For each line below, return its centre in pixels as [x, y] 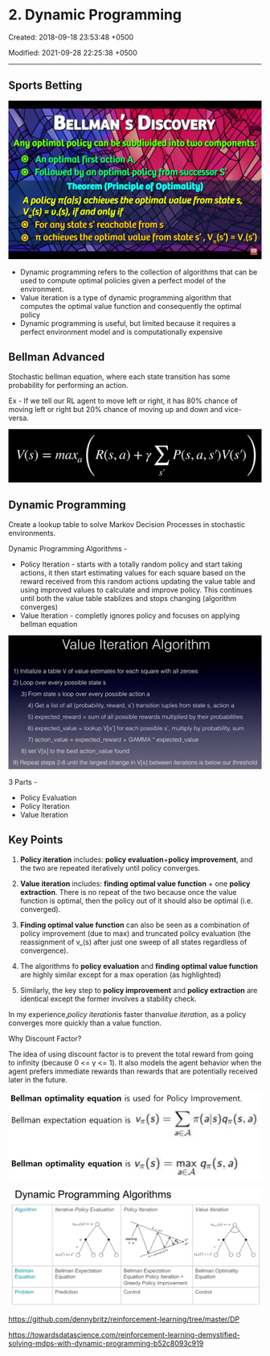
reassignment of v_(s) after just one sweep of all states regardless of [133, 942]
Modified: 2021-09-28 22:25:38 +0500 [73, 52]
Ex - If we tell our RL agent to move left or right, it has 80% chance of [123, 401]
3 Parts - [23, 781]
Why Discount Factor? [45, 1038]
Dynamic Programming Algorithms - [68, 548]
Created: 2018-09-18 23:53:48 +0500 [71, 37]
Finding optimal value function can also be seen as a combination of [135, 925]
